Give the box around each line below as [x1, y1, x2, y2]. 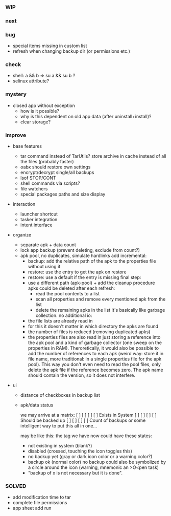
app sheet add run [12, 505, 52, 511]
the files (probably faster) [20, 159, 74, 165]
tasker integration [20, 217, 58, 223]
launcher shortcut [20, 211, 58, 217]
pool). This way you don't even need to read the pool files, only [28, 361, 161, 368]
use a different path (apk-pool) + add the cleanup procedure [28, 280, 155, 286]
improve [5, 132, 27, 139]
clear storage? [20, 119, 51, 125]
